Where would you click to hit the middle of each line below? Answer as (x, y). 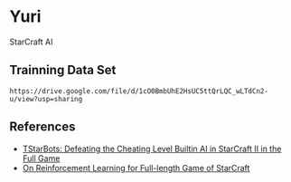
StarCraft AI (31, 42)
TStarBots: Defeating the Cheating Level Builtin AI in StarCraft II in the (152, 148)
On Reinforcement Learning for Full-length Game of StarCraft (136, 168)
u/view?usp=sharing (46, 99)
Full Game (41, 158)
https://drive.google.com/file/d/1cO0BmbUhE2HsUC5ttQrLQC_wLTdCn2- (139, 91)
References (42, 127)
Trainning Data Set (63, 70)
